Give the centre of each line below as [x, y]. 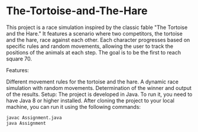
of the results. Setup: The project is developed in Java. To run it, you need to [99, 94]
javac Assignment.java [34, 117]
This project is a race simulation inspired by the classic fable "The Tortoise [97, 27]
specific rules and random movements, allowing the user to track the [90, 46]
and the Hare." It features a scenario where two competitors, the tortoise [95, 33]
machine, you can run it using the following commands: [73, 107]
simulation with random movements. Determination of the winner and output [99, 88]
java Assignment [26, 123]
